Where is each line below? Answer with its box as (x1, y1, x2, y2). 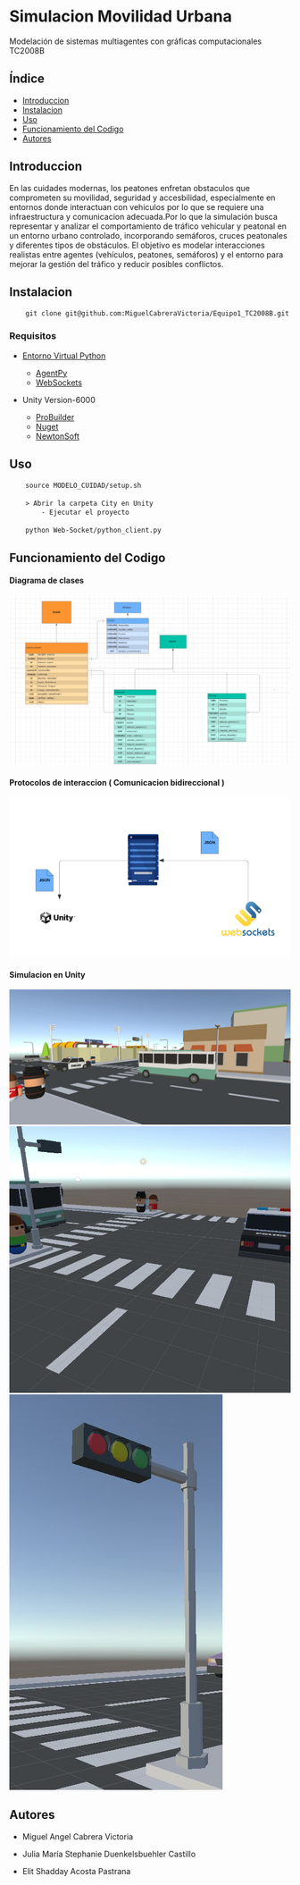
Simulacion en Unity (9, 969, 87, 980)
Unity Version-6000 (21, 394, 96, 405)
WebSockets (35, 377, 83, 388)
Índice (9, 72, 45, 87)
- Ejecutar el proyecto (41, 508, 129, 518)
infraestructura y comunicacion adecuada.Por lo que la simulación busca (9, 211, 279, 222)
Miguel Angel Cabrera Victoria (21, 1830, 134, 1842)
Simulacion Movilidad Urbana (9, 6, 232, 27)
